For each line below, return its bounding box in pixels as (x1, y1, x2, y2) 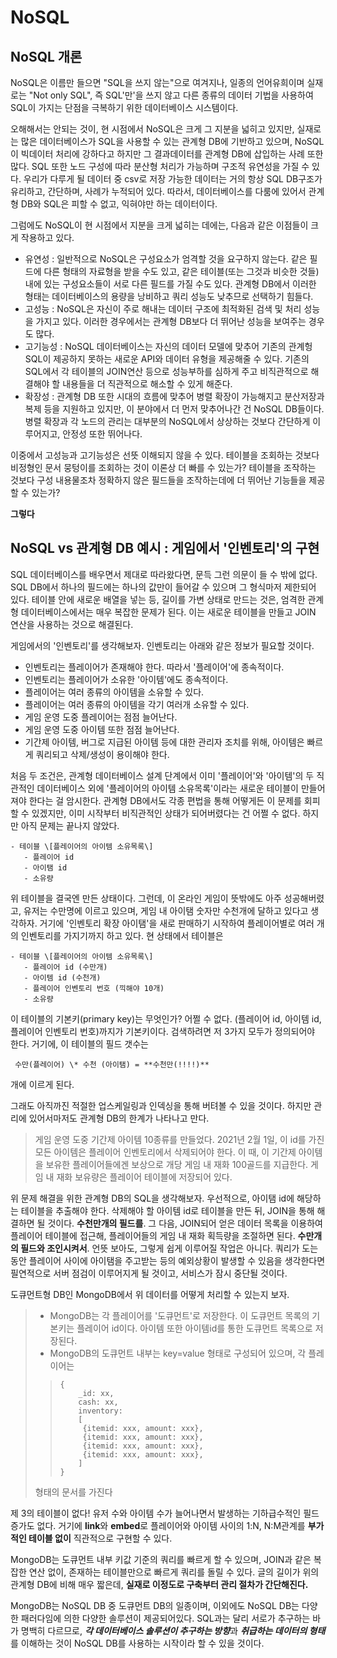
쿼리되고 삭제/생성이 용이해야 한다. (35, 748, 170, 760)
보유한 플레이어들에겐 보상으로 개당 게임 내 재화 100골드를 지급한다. (45, 1158, 309, 1170)
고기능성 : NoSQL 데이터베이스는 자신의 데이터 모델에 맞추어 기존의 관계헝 (24, 341, 313, 352)
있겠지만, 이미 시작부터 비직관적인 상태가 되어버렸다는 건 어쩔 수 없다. (31, 807, 301, 819)
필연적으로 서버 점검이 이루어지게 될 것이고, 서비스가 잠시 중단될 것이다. (10, 1267, 288, 1279)
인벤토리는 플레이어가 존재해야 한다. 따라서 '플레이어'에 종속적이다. (24, 661, 285, 673)
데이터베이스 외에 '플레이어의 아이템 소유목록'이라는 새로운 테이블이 (36, 782, 299, 794)
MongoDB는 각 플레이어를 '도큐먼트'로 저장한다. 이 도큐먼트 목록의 (49, 1309, 310, 1321)
